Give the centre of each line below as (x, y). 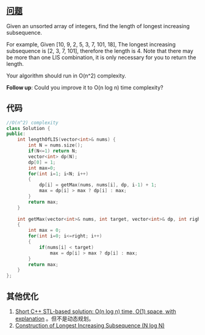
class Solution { (28, 128)
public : (16, 134)
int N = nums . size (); (56, 145)
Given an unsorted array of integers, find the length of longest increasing (98, 26)
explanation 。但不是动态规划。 (55, 319)
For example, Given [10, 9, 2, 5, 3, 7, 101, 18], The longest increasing (91, 44)
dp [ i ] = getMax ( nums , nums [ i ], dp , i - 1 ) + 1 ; (98, 185)
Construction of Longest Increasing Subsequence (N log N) (90, 325)
